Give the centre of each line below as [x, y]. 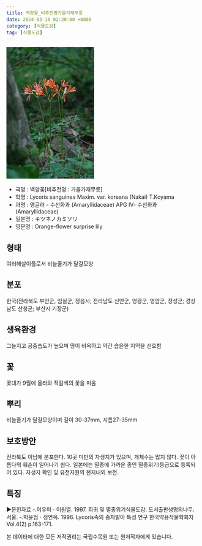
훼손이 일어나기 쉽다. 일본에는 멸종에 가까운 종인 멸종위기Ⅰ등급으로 [101, 465]
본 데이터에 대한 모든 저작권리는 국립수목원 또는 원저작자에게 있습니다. [90, 536]
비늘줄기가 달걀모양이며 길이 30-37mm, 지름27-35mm [72, 420]
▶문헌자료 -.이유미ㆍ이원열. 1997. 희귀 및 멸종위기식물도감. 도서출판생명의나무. [100, 509]
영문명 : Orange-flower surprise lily [59, 226]
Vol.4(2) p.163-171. [30, 524]
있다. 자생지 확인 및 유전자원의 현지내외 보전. [66, 472]
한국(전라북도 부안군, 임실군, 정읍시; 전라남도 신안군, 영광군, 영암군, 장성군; [95, 301]
